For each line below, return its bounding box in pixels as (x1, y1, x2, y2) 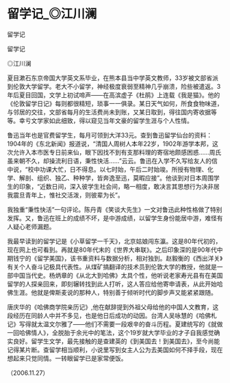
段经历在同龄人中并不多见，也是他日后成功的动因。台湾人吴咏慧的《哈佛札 (7, 311, 217, 319)
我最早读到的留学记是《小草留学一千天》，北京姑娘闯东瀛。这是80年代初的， (7, 237, 222, 245)
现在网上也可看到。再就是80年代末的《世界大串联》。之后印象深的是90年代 (7, 246, 218, 254)
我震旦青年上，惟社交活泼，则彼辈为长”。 (7, 191, 125, 199)
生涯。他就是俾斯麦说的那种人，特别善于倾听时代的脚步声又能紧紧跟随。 (12, 288, 217, 296)
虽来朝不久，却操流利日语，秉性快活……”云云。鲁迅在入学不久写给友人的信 (7, 157, 218, 165)
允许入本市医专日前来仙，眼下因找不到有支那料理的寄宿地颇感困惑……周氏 (12, 148, 222, 156)
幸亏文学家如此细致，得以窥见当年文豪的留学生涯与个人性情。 (18, 116, 193, 124)
